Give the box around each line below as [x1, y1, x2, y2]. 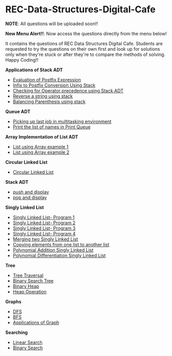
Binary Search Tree [12, 278, 54, 284]
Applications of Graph [12, 319, 60, 325]
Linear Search [12, 339, 43, 345]
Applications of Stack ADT [5, 67, 63, 73]
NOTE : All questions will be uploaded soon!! [5, 21, 99, 27]
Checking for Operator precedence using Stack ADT [12, 87, 124, 93]
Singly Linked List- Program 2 [12, 220, 76, 226]
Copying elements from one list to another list [12, 241, 109, 247]
